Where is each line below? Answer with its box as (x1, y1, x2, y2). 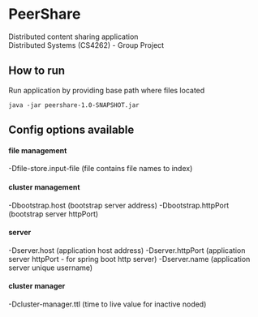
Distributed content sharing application (8, 32, 139, 41)
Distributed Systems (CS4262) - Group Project (8, 40, 165, 49)
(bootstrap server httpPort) (8, 208, 99, 219)
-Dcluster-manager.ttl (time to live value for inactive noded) (8, 299, 207, 309)
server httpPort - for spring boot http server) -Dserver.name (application (8, 254, 251, 263)
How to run (8, 64, 66, 78)
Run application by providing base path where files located (8, 85, 205, 95)
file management (8, 145, 67, 155)
